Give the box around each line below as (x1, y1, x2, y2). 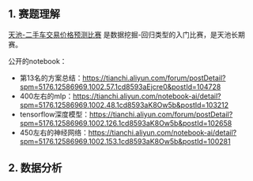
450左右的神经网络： (19, 127, 89, 137)
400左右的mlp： (19, 91, 74, 101)
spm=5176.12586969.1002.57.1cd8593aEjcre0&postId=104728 (19, 82, 221, 91)
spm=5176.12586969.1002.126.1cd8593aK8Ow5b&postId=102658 (19, 118, 232, 127)
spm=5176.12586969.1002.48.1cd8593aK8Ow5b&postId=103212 (19, 100, 229, 109)
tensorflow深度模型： (19, 109, 90, 119)
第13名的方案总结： (19, 73, 83, 83)
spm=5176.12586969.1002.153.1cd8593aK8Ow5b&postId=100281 (19, 136, 231, 146)
